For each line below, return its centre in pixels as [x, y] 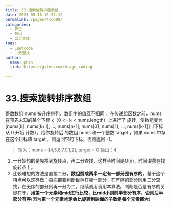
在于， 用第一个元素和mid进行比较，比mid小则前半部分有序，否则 [86, 193]
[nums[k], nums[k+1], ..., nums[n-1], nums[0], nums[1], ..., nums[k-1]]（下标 [84, 126]
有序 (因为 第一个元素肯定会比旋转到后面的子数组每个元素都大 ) [86, 199]
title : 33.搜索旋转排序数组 [32, 10]
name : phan [21, 62]
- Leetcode [21, 48]
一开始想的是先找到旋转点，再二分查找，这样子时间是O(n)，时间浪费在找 [89, 161]
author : [14, 57]
